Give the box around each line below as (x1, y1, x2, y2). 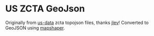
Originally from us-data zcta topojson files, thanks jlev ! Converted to (5, 19, 149, 25)
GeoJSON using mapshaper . (5, 24, 65, 30)
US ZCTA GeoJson (5, 3, 85, 14)
